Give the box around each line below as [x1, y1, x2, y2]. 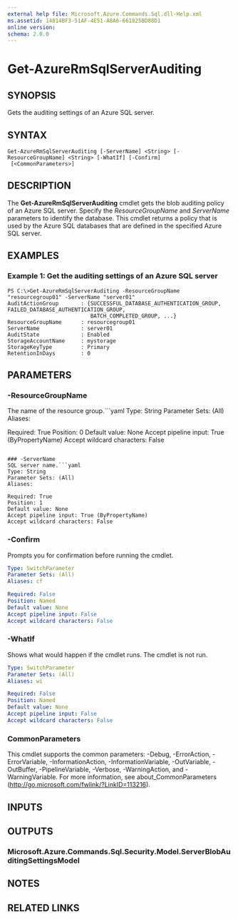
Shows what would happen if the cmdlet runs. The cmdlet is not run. [7, 650, 208, 659]
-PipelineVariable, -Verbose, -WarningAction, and [38, 765, 184, 774]
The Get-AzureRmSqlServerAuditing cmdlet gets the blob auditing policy [7, 198, 224, 207]
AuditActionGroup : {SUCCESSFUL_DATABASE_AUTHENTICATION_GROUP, [7, 300, 222, 307]
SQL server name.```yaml [7, 462, 81, 469]
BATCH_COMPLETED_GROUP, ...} [90, 312, 177, 320]
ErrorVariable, [7, 758, 48, 766]
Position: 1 [7, 499, 43, 507]
